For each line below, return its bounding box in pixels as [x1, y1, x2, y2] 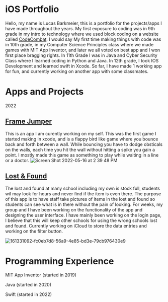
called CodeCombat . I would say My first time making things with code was [5, 36, 161, 42]
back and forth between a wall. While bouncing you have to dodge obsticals [5, 141, 163, 147]
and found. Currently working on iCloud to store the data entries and [5, 222, 147, 229]
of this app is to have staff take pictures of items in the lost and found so [5, 196, 155, 202]
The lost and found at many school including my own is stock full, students [5, 185, 160, 191]
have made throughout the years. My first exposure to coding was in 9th [5, 25, 155, 31]
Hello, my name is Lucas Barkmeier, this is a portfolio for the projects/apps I [5, 20, 162, 26]
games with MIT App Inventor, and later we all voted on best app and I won [5, 47, 160, 53]
